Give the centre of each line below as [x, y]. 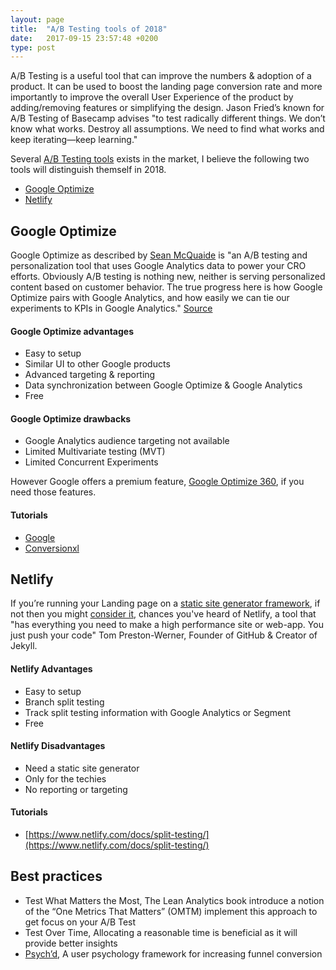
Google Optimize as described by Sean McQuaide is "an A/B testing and [159, 255]
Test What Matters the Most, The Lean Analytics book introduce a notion [174, 900]
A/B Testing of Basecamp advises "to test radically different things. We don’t [168, 118]
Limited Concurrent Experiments [91, 462]
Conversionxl [52, 548]
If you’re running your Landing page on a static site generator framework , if [165, 603]
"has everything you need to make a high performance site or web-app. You [167, 625]
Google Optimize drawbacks [71, 418]
